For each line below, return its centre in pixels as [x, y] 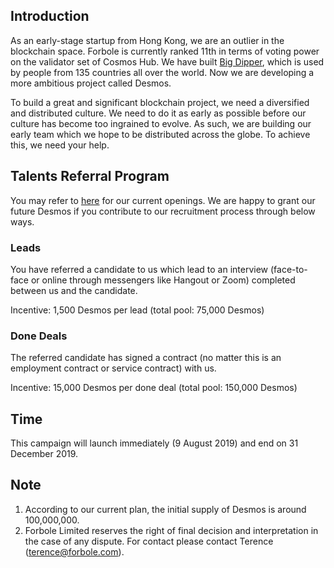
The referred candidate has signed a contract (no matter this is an [146, 358]
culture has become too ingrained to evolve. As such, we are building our [161, 123]
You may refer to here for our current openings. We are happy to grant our [163, 200]
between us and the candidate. [74, 290]
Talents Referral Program [90, 176]
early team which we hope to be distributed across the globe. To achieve [160, 134]
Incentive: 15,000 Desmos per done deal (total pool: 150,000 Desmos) [154, 388]
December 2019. [44, 454]
